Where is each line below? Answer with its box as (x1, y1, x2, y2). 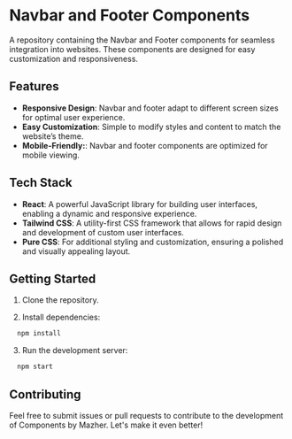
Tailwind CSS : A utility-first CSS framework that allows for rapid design (21, 218, 282, 228)
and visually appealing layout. (21, 245, 131, 257)
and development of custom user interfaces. (21, 227, 184, 237)
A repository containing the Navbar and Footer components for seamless (9, 35, 276, 45)
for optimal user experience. (21, 112, 126, 122)
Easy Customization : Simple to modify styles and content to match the (21, 121, 281, 132)
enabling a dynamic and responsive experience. (21, 208, 197, 219)
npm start (17, 362, 53, 372)
